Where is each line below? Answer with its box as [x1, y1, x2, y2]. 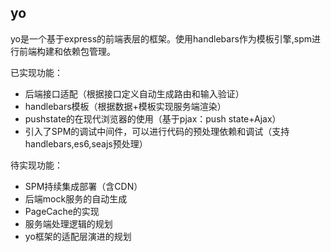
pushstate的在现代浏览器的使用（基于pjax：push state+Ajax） [24, 112, 282, 125]
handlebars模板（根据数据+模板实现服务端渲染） [24, 100, 227, 112]
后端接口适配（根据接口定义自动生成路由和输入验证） [24, 87, 245, 100]
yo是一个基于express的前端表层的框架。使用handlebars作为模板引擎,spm [10, 32, 313, 45]
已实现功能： [10, 66, 63, 78]
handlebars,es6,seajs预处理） [24, 137, 148, 150]
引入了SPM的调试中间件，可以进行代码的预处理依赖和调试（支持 [24, 125, 290, 137]
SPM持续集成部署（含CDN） [24, 180, 143, 192]
